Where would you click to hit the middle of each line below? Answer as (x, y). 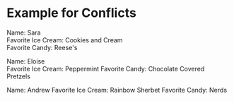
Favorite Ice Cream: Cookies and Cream (65, 40)
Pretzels (19, 76)
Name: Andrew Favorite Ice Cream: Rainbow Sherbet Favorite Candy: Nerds (117, 90)
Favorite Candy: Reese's (42, 47)
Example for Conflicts (72, 13)
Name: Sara (24, 32)
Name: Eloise (26, 61)
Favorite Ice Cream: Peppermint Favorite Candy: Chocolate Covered (106, 69)
